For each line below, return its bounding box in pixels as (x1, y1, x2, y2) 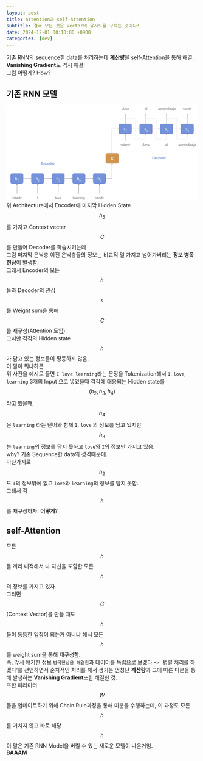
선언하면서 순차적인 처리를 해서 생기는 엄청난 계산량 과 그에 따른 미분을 (24, 666, 190, 674)
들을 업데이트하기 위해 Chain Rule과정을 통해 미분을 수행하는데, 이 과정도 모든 (6, 702, 190, 709)
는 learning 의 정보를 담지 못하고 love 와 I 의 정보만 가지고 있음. (6, 443, 155, 450)
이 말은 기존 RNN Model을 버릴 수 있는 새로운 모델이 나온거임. (6, 742, 153, 749)
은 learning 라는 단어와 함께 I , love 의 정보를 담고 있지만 (6, 421, 142, 428)
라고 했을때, (6, 399, 35, 407)
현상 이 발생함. (6, 259, 40, 266)
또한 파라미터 (6, 682, 38, 689)
